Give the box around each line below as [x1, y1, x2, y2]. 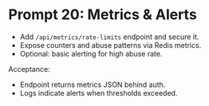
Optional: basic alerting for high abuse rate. [19, 49, 163, 58]
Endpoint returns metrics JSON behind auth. [19, 80, 166, 89]
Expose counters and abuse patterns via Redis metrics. [19, 40, 202, 49]
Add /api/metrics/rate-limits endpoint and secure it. [19, 32, 199, 41]
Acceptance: [8, 64, 50, 73]
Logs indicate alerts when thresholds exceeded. [19, 88, 178, 97]
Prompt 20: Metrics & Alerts [8, 6, 197, 24]
